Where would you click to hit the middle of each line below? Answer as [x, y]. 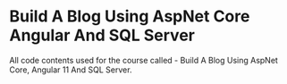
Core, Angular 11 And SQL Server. [71, 70]
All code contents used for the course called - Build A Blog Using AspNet [144, 60]
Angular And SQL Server [102, 35]
